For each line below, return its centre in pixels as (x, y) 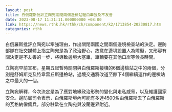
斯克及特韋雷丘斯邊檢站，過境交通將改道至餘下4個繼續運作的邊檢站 (94, 74)
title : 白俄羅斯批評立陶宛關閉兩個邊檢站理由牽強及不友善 (59, 15)
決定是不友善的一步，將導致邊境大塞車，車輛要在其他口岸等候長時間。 (83, 57)
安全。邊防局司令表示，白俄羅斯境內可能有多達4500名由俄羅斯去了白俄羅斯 (85, 98)
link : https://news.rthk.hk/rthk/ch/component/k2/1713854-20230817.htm (83, 24)
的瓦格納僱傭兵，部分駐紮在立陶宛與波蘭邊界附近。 (59, 104)
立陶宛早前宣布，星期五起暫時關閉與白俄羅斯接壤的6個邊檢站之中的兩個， (83, 68)
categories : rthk (24, 29)
